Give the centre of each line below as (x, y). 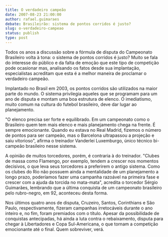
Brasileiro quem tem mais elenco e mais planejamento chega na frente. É (80, 125)
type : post (17, 38)
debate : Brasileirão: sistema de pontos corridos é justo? (68, 24)
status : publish (22, 33)
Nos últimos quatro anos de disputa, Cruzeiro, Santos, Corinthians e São (80, 202)
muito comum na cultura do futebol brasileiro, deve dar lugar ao (71, 104)
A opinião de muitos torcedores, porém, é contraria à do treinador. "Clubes (82, 155)
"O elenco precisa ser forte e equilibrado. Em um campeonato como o (77, 119)
